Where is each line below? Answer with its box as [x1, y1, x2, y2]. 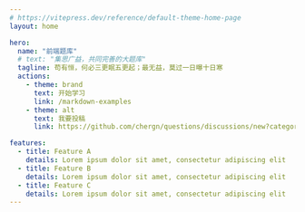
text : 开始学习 [33, 88, 86, 98]
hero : [9, 38, 30, 47]
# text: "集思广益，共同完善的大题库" [17, 55, 147, 64]
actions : [17, 72, 51, 82]
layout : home [9, 22, 59, 31]
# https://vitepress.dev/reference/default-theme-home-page [9, 13, 242, 23]
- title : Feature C [17, 180, 92, 190]
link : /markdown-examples [33, 97, 132, 106]
